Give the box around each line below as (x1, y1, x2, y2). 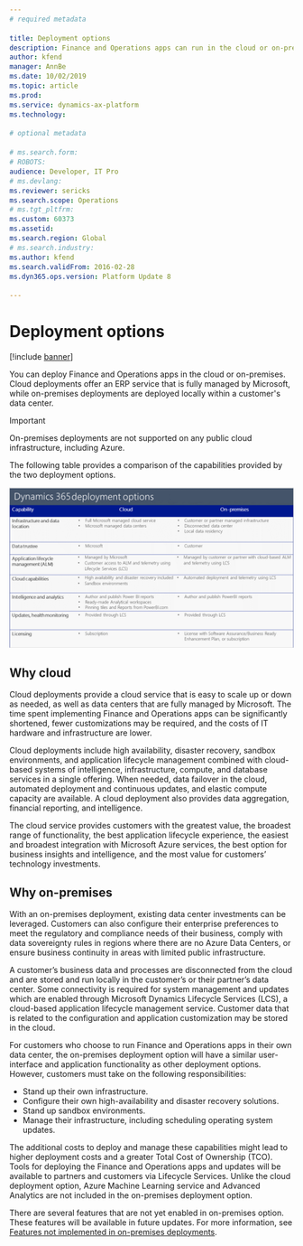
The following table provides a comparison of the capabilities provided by (9, 460, 283, 471)
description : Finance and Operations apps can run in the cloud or (9, 43, 269, 52)
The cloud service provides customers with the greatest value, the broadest (9, 820, 291, 831)
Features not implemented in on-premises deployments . (9, 1227, 218, 1238)
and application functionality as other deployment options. (44, 1059, 262, 1070)
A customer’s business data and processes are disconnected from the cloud (9, 965, 293, 976)
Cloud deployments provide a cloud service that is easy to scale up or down (9, 689, 292, 700)
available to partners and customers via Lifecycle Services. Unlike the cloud (9, 1171, 291, 1182)
